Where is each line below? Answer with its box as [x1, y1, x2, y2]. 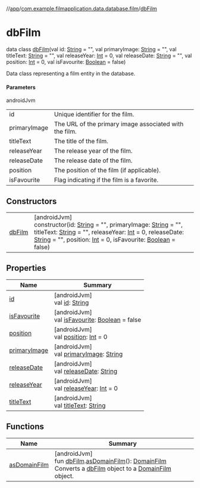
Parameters [6, 84, 36, 91]
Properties [6, 263, 46, 273]
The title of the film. [54, 137, 109, 146]
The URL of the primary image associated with [54, 120, 184, 128]
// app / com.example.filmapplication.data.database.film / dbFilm [6, 5, 158, 12]
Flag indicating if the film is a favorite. [54, 176, 159, 184]
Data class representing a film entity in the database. [6, 70, 136, 77]
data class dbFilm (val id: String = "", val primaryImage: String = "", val [6, 45, 177, 52]
